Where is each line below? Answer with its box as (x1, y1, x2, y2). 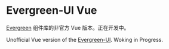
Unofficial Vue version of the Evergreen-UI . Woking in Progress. (6, 36, 163, 43)
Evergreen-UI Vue (6, 4, 97, 17)
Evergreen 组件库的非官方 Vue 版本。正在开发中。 (6, 24, 130, 31)
